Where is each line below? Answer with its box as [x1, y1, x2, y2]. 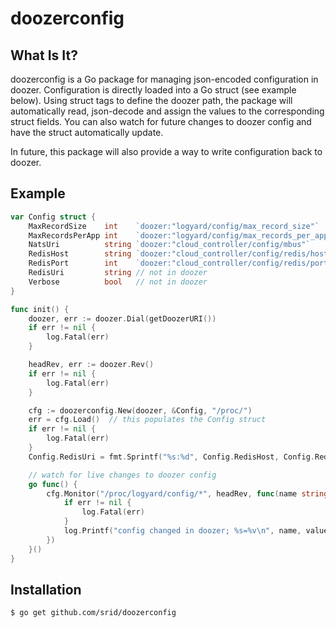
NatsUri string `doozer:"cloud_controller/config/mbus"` [28, 240, 311, 250]
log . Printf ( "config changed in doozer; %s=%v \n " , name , [63, 526, 302, 536]
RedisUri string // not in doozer [28, 268, 208, 278]
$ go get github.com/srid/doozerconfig [10, 608, 177, 618]
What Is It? [10, 47, 78, 64]
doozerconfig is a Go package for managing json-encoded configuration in [10, 73, 319, 85]
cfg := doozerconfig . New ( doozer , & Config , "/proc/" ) [28, 405, 253, 416]
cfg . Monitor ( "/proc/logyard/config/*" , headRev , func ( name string [46, 488, 329, 499]
